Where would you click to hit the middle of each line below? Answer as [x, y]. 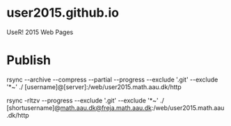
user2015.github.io [63, 13]
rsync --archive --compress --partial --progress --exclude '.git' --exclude [112, 79]
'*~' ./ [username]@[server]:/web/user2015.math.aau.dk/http [94, 87]
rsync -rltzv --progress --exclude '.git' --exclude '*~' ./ [86, 100]
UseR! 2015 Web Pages [40, 32]
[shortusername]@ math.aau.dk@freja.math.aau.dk [79, 108]
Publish [29, 60]
